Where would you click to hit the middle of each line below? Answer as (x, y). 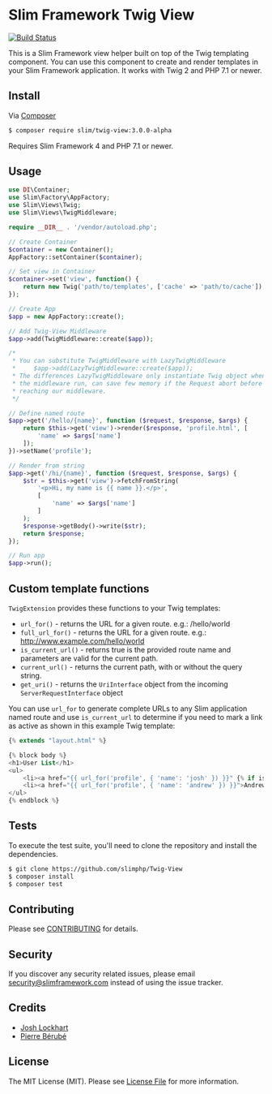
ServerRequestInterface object (72, 693)
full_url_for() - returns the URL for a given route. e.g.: (113, 632)
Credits (28, 1008)
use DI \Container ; (39, 190)
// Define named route (47, 413)
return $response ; (54, 533)
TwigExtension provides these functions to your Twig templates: (115, 608)
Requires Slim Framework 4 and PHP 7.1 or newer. (91, 146)
